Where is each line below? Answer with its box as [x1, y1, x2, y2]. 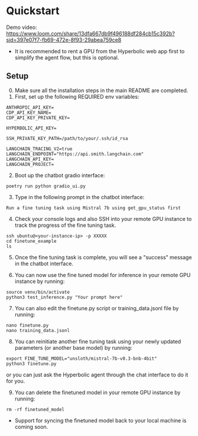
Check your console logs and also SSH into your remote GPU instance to [14, 215, 192, 222]
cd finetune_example [6, 238, 57, 244]
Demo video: [6, 24, 37, 31]
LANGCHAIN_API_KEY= [6, 156, 54, 162]
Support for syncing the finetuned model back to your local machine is [14, 417, 187, 424]
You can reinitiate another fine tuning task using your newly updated [14, 338, 181, 345]
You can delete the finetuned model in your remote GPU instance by [14, 389, 181, 396]
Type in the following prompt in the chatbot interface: [14, 193, 145, 200]
